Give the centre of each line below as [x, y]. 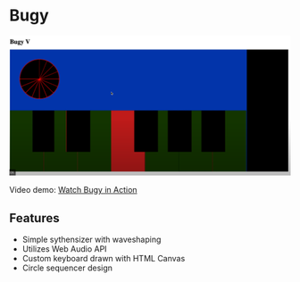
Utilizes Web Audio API [64, 249]
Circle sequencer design [67, 268]
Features [34, 218]
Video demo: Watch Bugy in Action [73, 190]
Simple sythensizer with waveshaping [92, 240]
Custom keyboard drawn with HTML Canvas [104, 259]
